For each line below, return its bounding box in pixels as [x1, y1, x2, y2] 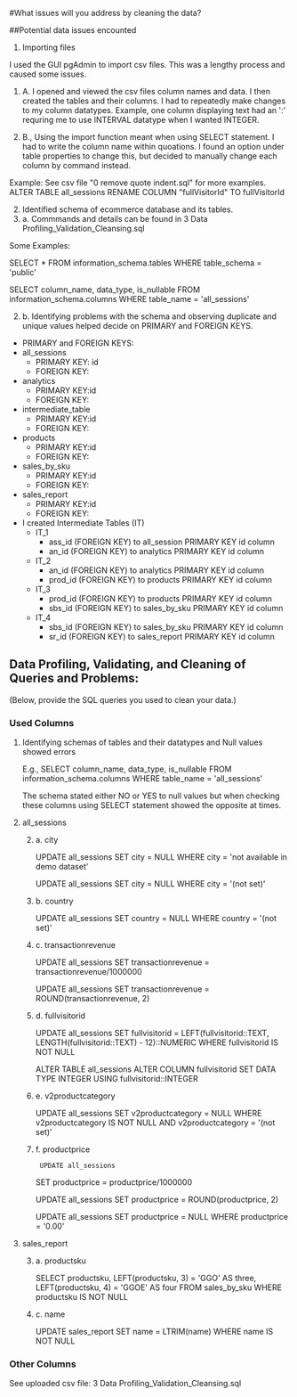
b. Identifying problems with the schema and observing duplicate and [21, 311, 277, 322]
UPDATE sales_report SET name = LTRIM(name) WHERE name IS [35, 1327, 274, 1337]
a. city [35, 835, 59, 846]
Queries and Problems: [9, 671, 140, 686]
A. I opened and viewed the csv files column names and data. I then [21, 86, 271, 96]
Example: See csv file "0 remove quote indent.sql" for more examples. [9, 177, 267, 188]
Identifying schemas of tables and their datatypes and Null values [21, 737, 263, 748]
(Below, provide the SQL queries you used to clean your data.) [9, 694, 237, 705]
